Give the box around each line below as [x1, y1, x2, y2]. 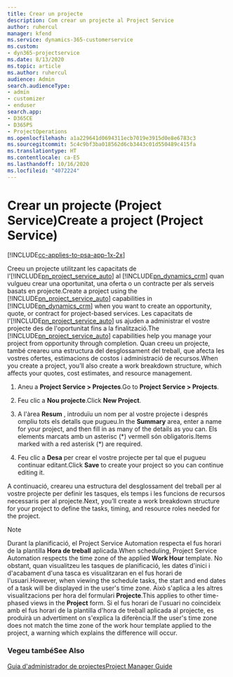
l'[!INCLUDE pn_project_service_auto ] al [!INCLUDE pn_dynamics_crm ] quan [7, 271, 225, 280]
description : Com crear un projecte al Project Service [7, 17, 174, 24]
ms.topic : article [7, 63, 61, 70]
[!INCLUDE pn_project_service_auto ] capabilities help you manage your [7, 331, 212, 340]
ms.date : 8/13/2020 [7, 56, 65, 63]
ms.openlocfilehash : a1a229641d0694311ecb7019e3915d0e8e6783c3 [7, 134, 197, 141]
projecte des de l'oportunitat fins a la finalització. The [7, 324, 160, 333]
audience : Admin [7, 75, 55, 83]
